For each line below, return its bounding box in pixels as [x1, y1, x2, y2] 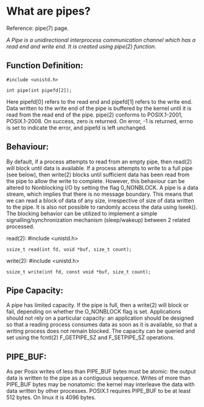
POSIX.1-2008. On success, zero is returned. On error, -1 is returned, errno [6, 117, 194, 124]
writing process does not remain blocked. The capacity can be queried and [6, 328, 195, 335]
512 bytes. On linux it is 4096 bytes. [6, 394, 96, 401]
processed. [6, 223, 35, 230]
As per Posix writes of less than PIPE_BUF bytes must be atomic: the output [6, 368, 196, 375]
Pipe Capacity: [6, 285, 64, 295]
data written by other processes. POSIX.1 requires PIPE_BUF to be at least [6, 387, 191, 395]
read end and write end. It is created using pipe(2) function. [6, 43, 157, 50]
